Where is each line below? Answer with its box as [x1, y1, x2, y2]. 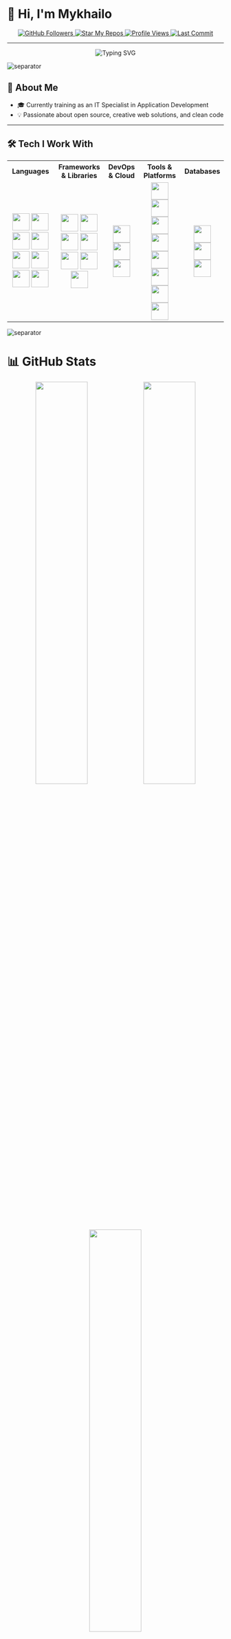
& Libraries [60, 170, 98, 180]
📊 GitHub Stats [7, 353, 97, 369]
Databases [184, 166, 221, 176]
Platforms [143, 170, 177, 180]
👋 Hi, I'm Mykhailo [7, 6, 112, 22]
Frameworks [58, 162, 100, 171]
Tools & [147, 162, 173, 171]
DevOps [108, 162, 135, 171]
